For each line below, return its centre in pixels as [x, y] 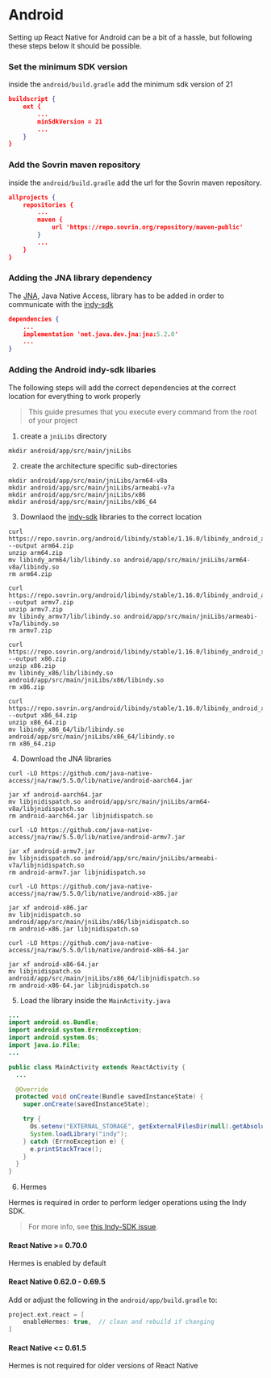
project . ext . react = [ [46, 1314]
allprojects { [32, 197]
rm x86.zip [27, 687]
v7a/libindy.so [34, 624]
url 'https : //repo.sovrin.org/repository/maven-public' [147, 228]
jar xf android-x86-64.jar [54, 964]
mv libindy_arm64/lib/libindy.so [65, 560]
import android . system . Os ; [54, 1038]
